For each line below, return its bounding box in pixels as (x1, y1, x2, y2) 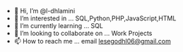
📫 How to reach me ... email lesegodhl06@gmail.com (13, 37, 171, 45)
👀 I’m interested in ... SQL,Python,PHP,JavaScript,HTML (13, 14, 177, 22)
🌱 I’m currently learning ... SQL (13, 22, 104, 30)
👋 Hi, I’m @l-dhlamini (13, 7, 76, 15)
